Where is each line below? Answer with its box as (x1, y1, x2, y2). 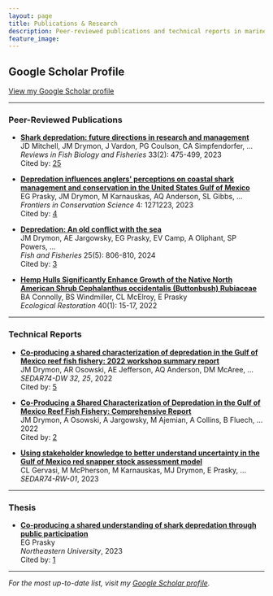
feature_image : (8, 34, 60, 43)
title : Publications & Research (8, 20, 118, 28)
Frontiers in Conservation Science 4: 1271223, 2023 (19, 200, 193, 210)
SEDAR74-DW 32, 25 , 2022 (19, 373, 113, 383)
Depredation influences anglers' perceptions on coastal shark (19, 174, 234, 184)
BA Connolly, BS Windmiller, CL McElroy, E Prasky (19, 292, 188, 302)
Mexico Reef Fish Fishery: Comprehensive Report (19, 406, 192, 415)
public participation (19, 529, 89, 538)
